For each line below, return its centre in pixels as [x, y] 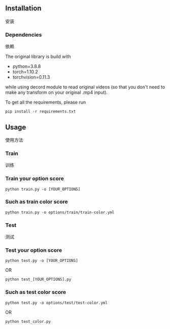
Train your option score [35, 179]
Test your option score [34, 250]
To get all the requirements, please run [46, 102]
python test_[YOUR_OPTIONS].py [38, 279]
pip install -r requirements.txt [41, 112]
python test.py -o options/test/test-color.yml [57, 303]
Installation [23, 8]
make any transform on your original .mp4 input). [57, 92]
